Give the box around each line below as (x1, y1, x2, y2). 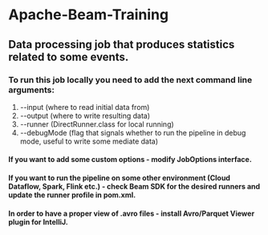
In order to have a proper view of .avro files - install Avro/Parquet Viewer (8, 209, 255, 218)
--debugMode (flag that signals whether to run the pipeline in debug (19, 128, 246, 137)
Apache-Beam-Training (8, 6, 169, 24)
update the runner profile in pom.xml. (8, 190, 136, 200)
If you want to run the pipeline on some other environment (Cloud (8, 173, 231, 183)
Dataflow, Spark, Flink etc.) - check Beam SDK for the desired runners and (8, 182, 261, 192)
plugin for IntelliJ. (8, 217, 68, 226)
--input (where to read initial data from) (19, 102, 150, 111)
